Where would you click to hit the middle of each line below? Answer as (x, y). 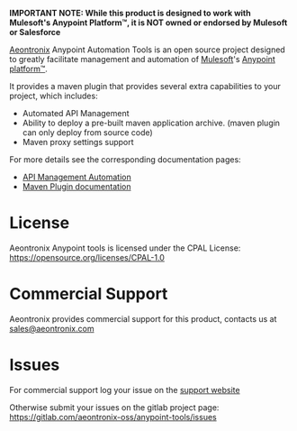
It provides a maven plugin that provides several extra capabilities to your (145, 86)
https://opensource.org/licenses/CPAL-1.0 (87, 257)
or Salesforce (35, 32)
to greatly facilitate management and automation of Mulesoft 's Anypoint (143, 59)
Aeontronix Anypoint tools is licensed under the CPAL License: (125, 248)
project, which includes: (54, 96)
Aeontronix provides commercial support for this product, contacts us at (143, 318)
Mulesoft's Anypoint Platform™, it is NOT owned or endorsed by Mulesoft (148, 23)
